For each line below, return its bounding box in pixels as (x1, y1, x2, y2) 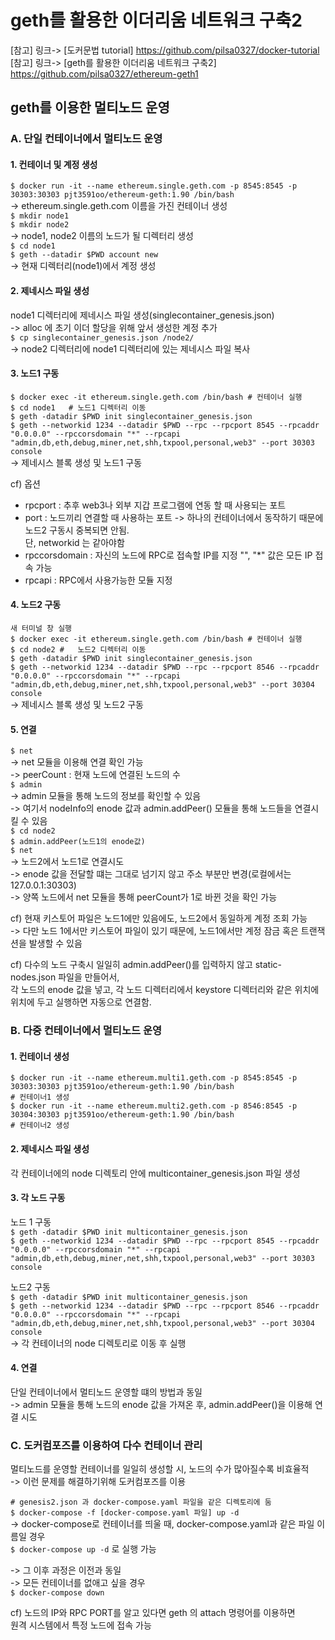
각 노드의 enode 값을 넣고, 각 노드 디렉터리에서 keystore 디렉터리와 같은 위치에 (10, 984, 320, 996)
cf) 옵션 (10, 477, 41, 490)
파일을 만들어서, (58, 971, 120, 983)
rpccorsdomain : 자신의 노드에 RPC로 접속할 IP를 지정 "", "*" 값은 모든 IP (24, 549, 313, 561)
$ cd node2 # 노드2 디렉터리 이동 (10, 645, 147, 655)
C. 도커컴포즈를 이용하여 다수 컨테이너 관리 (10, 1438, 203, 1452)
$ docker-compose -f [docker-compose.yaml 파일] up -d (10, 1508, 240, 1518)
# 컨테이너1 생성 (10, 1092, 70, 1103)
